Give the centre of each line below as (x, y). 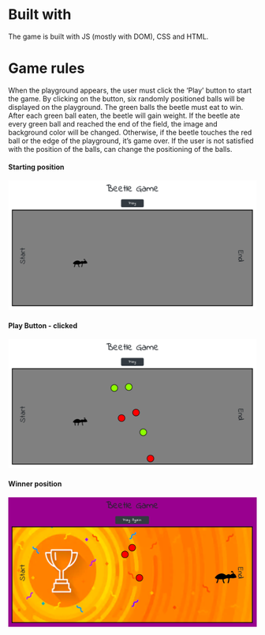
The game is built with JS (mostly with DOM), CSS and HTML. (108, 36)
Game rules (47, 68)
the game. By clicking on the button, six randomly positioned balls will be (127, 98)
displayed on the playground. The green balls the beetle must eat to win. (126, 107)
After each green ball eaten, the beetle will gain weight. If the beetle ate (124, 115)
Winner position (35, 484)
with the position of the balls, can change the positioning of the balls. (120, 149)
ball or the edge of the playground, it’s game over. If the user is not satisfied (131, 141)
